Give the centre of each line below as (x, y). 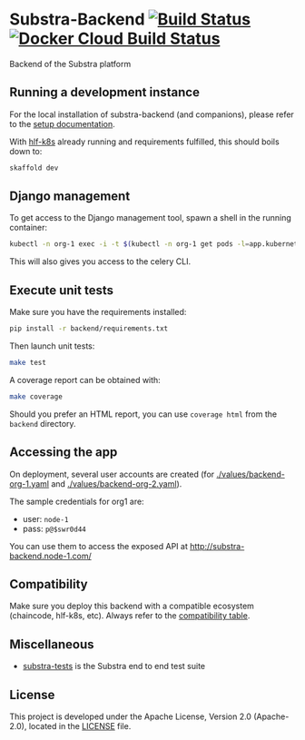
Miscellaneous (52, 644)
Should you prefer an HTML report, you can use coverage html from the (143, 414)
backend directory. (43, 423)
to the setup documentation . (62, 123)
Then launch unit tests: (52, 346)
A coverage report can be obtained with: (85, 380)
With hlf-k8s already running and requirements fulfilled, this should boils (144, 142)
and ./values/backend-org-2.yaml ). (117, 483)
